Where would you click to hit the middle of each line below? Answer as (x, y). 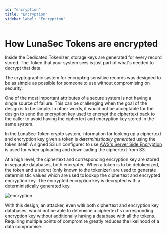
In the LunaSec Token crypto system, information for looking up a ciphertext (83, 134)
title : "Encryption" (27, 14)
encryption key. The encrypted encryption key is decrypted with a (73, 181)
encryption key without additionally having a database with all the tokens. (80, 216)
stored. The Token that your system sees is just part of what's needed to (80, 63)
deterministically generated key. (38, 186)
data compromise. (24, 227)
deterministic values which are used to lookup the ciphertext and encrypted (83, 175)
